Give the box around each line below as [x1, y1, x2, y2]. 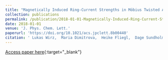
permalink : [5, 16, 28, 21]
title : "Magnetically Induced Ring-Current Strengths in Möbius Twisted [5, 7, 160, 12]
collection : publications [5, 12, 59, 17]
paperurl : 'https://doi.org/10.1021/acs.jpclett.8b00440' [5, 30, 128, 35]
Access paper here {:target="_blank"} [5, 48, 82, 55]
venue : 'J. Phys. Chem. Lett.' [5, 26, 70, 31]
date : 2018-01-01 [5, 21, 41, 26]
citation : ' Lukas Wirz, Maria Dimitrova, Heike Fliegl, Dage [5, 35, 144, 40]
